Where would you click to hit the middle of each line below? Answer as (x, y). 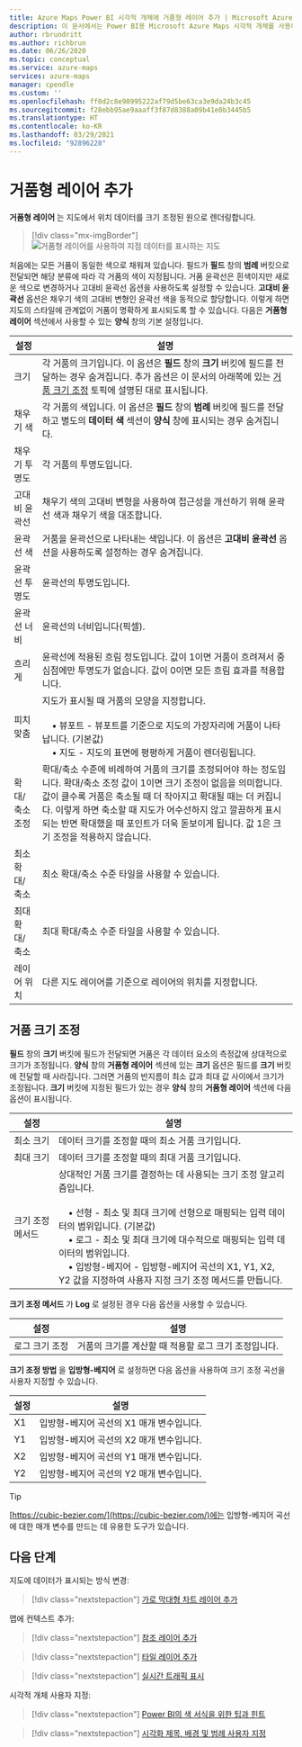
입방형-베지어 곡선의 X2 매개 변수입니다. (120, 1439)
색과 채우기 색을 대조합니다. (107, 515)
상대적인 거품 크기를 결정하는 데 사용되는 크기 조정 (158, 1174)
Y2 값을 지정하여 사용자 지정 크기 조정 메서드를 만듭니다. (170, 1280)
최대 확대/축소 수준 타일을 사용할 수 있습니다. (131, 931)
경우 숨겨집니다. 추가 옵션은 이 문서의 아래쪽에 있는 (170, 376)
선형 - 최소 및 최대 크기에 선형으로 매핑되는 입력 (171, 1212)
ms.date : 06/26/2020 (48, 51)
